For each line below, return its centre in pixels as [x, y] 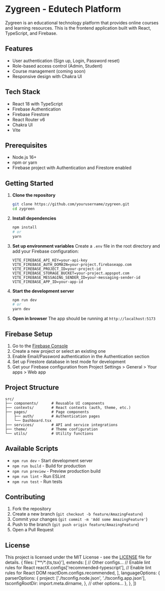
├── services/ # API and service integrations [62, 425]
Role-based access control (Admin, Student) [57, 66]
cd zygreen [23, 209]
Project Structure [32, 388]
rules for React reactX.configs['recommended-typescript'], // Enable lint [78, 568]
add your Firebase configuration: [46, 251]
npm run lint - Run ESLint [39, 476]
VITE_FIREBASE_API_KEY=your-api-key [50, 260]
